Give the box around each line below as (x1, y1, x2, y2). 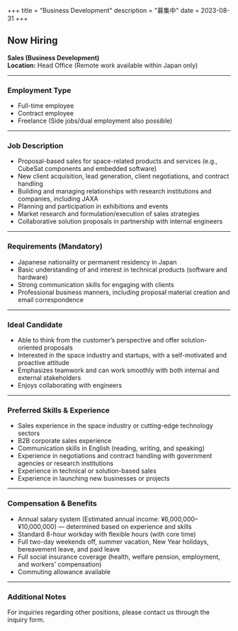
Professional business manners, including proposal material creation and (17, 288, 230, 296)
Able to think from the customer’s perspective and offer (17, 336, 180, 344)
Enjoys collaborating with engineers (17, 381, 123, 389)
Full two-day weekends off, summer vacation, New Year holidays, (17, 537, 209, 546)
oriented (17, 343, 42, 352)
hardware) (17, 272, 48, 281)
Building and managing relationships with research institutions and (17, 187, 212, 196)
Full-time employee (17, 101, 74, 110)
